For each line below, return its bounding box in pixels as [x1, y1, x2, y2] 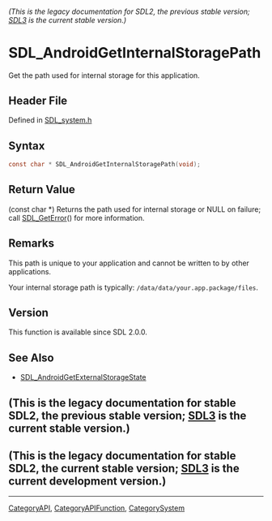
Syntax [8, 139, 45, 153]
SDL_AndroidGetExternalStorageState [19, 372, 147, 382]
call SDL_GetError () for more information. [8, 213, 145, 222]
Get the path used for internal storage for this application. [8, 70, 200, 80]
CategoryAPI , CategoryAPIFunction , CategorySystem [8, 503, 185, 513]
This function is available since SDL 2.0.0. [8, 327, 148, 337]
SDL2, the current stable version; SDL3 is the [8, 462, 240, 476]
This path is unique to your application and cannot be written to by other [8, 258, 249, 268]
